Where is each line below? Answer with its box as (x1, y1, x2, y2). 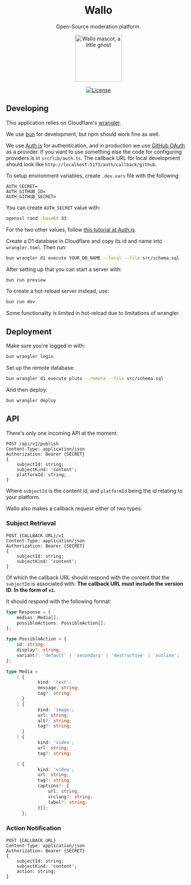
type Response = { (6, 609, 51, 615)
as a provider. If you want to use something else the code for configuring (6, 148, 182, 155)
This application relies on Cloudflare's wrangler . (6, 119, 121, 126)
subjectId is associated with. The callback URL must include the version (6, 580, 183, 587)
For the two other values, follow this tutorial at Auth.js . (6, 226, 137, 233)
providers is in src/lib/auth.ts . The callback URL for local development (6, 154, 180, 162)
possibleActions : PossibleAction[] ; (16, 620, 107, 626)
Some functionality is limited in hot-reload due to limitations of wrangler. (6, 310, 180, 317)
